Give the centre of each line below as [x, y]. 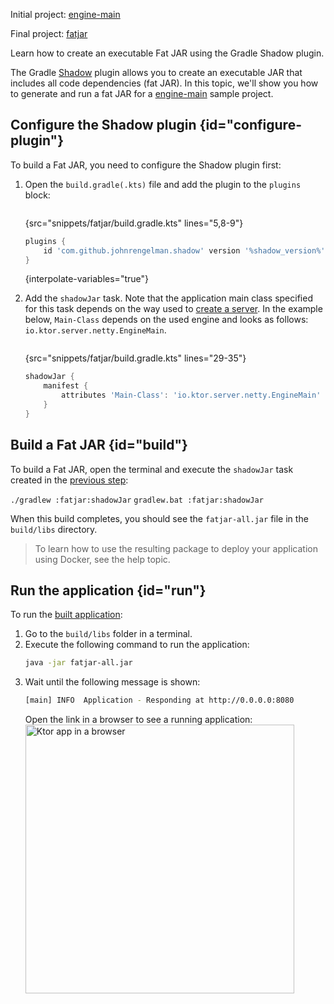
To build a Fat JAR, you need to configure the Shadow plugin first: [146, 165]
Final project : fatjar [49, 33]
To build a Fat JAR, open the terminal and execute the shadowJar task [152, 469]
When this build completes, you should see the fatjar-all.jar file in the [159, 518]
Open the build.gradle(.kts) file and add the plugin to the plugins [163, 184]
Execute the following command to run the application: [137, 645]
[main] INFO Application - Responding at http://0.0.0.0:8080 [159, 700]
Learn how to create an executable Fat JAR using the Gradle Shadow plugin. [167, 53]
